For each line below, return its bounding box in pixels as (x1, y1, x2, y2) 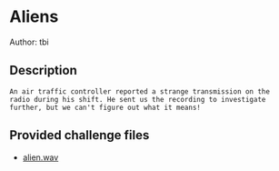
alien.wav (22, 152, 59, 163)
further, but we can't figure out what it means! (9, 103, 202, 112)
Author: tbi (9, 36, 49, 47)
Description (9, 63, 77, 78)
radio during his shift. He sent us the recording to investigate (9, 95, 266, 104)
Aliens (9, 6, 59, 27)
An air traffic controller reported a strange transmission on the (9, 86, 271, 96)
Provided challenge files (9, 127, 150, 143)
